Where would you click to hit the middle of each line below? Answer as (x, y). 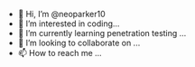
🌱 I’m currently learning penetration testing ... (102, 33)
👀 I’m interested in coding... (69, 24)
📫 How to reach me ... (60, 53)
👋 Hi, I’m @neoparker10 (61, 14)
